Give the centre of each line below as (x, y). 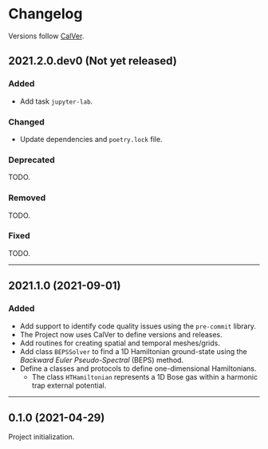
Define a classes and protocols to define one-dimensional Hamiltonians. (138, 368)
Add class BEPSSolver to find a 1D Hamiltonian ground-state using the (133, 351)
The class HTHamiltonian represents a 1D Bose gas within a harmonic (144, 376)
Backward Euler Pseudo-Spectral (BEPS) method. (102, 360)
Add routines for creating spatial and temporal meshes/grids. (120, 343)
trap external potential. (69, 385)
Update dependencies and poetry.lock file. (91, 139)
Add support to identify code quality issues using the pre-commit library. (138, 326)
